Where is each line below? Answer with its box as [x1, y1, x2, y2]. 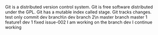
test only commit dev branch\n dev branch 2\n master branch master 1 [5, 14, 148, 20]
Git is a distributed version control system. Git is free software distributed [5, 4, 153, 10]
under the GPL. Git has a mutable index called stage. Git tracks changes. [5, 9, 152, 15]
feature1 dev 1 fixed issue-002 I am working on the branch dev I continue [5, 19, 153, 25]
